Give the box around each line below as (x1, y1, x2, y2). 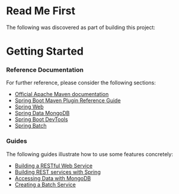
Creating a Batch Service (14, 181, 76, 188)
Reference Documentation (6, 66, 84, 74)
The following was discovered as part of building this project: (6, 24, 156, 31)
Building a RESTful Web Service (14, 162, 93, 169)
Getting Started (6, 44, 84, 58)
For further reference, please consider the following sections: (6, 79, 156, 87)
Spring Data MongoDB (14, 110, 70, 117)
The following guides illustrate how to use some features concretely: (6, 150, 174, 158)
